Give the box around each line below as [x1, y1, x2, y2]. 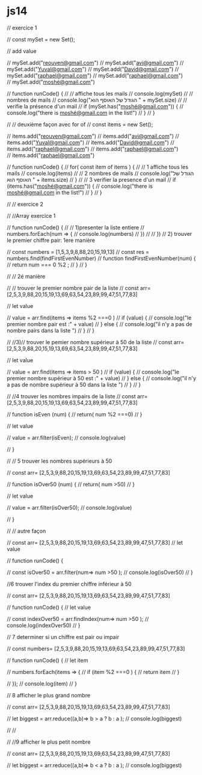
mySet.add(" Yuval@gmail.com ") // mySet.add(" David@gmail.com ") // [7, 65, 179, 73]
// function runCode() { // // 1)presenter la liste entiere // [7, 224, 145, 231]
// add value [7, 47, 37, 55]
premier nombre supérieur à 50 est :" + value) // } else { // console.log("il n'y [7, 374, 197, 381]
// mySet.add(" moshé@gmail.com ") [7, 78, 96, 85]
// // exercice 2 [7, 200, 44, 208]
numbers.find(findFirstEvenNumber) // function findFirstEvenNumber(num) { [7, 255, 196, 262]
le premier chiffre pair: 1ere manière [7, 236, 96, 244]
